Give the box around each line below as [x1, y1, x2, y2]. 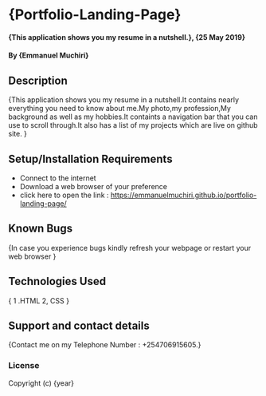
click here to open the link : [19, 190, 109, 200]
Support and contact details [8, 319, 150, 333]
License [8, 360, 40, 371]
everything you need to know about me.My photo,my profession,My [8, 104, 231, 113]
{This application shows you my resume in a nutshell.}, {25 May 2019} [8, 32, 245, 42]
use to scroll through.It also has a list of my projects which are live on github [8, 121, 258, 130]
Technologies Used [8, 275, 106, 288]
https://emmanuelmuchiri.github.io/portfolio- [110, 190, 257, 200]
